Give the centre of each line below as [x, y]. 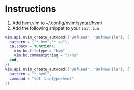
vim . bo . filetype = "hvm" [40, 51]
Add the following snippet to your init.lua [56, 28]
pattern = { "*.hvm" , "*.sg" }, [40, 42]
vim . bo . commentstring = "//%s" [46, 55]
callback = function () [33, 46]
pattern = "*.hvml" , [31, 74]
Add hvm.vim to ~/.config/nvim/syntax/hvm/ [57, 23]
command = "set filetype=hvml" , [43, 78]
